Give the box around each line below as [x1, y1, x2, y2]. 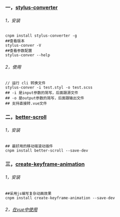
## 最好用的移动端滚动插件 [5, 144, 53, 149]
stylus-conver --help [5, 53, 50, 58]
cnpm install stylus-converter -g [5, 33, 77, 38]
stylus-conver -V [5, 43, 41, 48]
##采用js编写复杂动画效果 [5, 191, 51, 196]
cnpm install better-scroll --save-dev [5, 148, 88, 153]
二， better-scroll [5, 114, 46, 121]
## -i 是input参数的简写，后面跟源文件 [5, 90, 78, 95]
